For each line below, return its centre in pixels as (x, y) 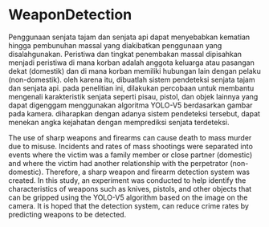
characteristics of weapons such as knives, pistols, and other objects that (130, 188)
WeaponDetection (70, 15)
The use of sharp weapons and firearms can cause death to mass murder (130, 137)
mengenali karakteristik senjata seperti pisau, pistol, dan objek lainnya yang (133, 96)
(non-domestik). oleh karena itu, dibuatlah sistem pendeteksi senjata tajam (132, 79)
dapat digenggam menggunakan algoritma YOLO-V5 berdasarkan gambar (130, 105)
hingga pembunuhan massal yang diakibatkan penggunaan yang (115, 45)
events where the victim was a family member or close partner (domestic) (130, 155)
